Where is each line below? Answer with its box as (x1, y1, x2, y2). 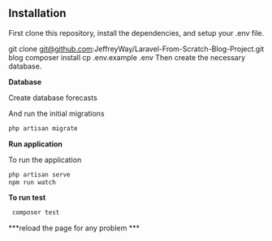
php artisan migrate (8, 124, 79, 133)
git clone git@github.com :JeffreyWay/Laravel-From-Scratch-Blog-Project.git (8, 44, 265, 54)
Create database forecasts (8, 93, 97, 103)
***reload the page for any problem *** (8, 223, 140, 233)
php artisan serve (8, 170, 71, 178)
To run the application (8, 155, 82, 164)
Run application (8, 138, 63, 149)
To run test (8, 193, 46, 203)
